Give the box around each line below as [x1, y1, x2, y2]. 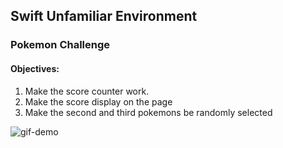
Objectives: [10, 62, 60, 74]
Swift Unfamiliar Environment [10, 8, 198, 25]
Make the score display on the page [24, 95, 173, 108]
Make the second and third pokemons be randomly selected [24, 106, 273, 118]
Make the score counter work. [24, 85, 150, 97]
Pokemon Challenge [10, 38, 111, 52]
